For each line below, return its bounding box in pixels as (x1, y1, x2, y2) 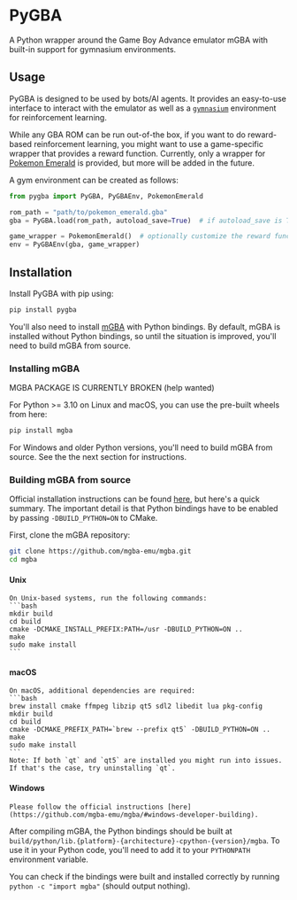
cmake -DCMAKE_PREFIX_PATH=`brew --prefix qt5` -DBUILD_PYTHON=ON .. (9, 725, 271, 734)
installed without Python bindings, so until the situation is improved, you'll (9, 330, 277, 341)
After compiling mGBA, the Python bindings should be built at (9, 826, 232, 836)
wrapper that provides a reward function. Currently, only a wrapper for (9, 148, 266, 159)
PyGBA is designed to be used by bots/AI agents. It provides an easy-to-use (9, 93, 287, 104)
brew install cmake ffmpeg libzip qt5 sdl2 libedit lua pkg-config (9, 702, 263, 711)
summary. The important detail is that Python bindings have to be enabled (9, 503, 278, 514)
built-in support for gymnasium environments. (9, 43, 177, 54)
